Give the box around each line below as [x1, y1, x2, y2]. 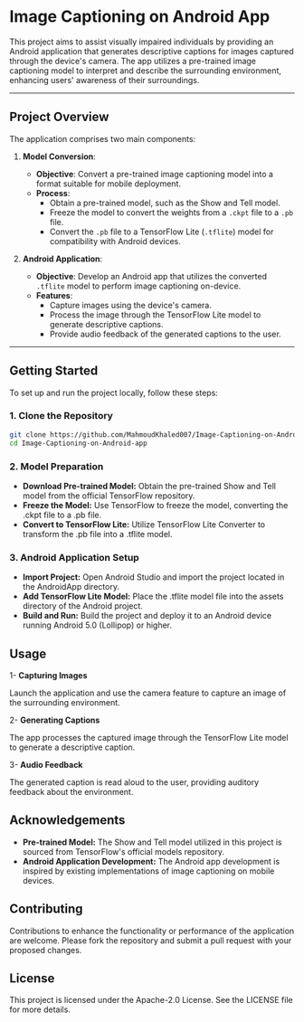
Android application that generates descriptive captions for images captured [9, 45, 294, 56]
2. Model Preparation [9, 459, 104, 472]
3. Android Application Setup [9, 551, 140, 563]
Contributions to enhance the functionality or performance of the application [9, 925, 295, 936]
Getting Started [9, 364, 99, 379]
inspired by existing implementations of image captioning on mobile [22, 866, 275, 876]
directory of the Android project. [22, 601, 143, 611]
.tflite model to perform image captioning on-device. [35, 280, 242, 291]
